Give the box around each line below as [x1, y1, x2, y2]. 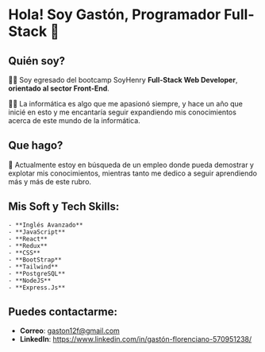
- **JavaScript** [8, 228, 66, 236]
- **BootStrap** [8, 256, 62, 264]
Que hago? [8, 139, 63, 153]
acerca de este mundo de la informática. [8, 116, 140, 125]
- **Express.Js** [8, 284, 66, 292]
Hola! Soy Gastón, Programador [8, 6, 221, 24]
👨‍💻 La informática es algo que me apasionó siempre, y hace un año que [8, 99, 244, 108]
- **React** [8, 234, 48, 243]
